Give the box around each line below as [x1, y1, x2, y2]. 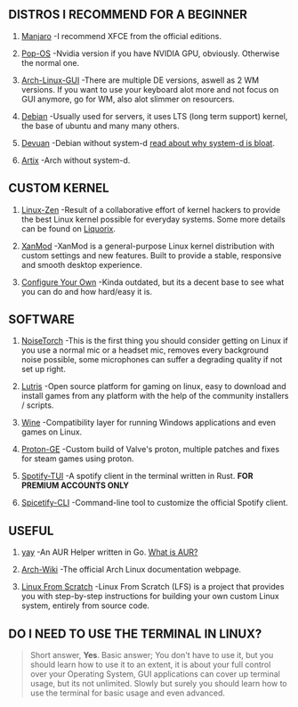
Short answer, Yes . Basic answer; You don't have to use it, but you [29, 650, 274, 661]
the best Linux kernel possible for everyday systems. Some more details [20, 214, 286, 224]
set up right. [20, 364, 66, 375]
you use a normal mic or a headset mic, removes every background [20, 345, 269, 355]
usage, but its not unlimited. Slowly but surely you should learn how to [29, 679, 287, 689]
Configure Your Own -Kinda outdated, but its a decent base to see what [20, 276, 285, 288]
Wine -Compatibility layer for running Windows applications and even [20, 418, 277, 428]
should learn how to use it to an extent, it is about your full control [29, 659, 271, 670]
